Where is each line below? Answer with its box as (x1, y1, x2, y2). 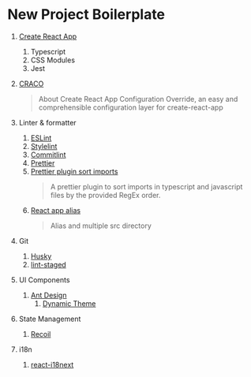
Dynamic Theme (42, 298, 96, 308)
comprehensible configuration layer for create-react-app (38, 103, 223, 112)
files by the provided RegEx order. (50, 190, 161, 200)
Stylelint (30, 141, 58, 151)
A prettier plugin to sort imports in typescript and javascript (50, 181, 243, 191)
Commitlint (30, 150, 66, 159)
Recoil (30, 329, 51, 338)
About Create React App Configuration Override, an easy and (38, 94, 238, 103)
